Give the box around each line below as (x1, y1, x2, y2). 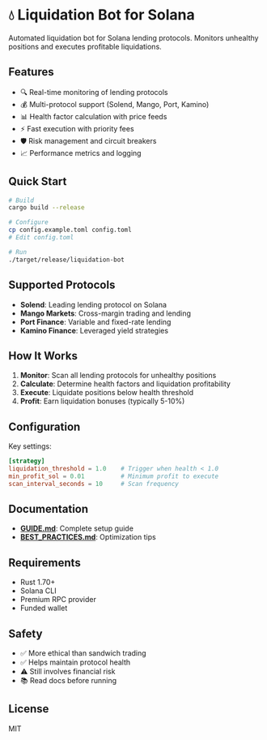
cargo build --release (8, 204, 85, 212)
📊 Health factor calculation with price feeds (19, 111, 167, 121)
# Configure (8, 218, 49, 226)
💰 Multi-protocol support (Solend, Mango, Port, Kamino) (19, 99, 210, 109)
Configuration (8, 419, 81, 433)
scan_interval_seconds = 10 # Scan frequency (8, 480, 180, 488)
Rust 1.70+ (19, 578, 56, 587)
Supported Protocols (8, 278, 116, 292)
